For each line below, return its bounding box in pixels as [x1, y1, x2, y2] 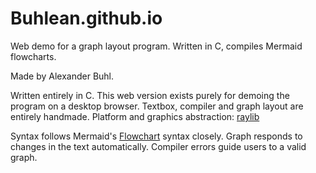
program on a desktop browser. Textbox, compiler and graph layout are [10, 100, 304, 112]
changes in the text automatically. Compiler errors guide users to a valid [10, 140, 307, 152]
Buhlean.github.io [10, 7, 163, 30]
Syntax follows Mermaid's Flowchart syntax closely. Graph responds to [10, 130, 303, 142]
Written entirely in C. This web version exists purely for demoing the [10, 89, 290, 101]
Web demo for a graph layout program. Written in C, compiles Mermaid [10, 40, 303, 52]
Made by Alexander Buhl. [10, 70, 115, 82]
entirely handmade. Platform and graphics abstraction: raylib [10, 110, 260, 122]
